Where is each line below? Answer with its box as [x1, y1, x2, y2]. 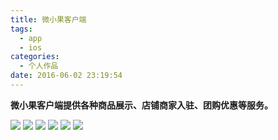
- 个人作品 [19, 61, 59, 71]
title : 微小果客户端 [10, 14, 87, 25]
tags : [10, 24, 33, 34]
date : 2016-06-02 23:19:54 [10, 71, 123, 81]
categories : [10, 52, 60, 62]
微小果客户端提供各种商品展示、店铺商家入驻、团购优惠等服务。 [10, 99, 273, 111]
